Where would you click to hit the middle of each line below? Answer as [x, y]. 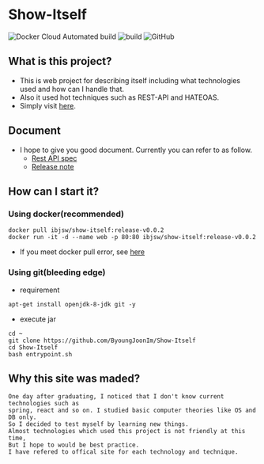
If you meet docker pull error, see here [82, 252]
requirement [40, 290]
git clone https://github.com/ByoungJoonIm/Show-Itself [102, 340]
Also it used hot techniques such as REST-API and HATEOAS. [119, 97]
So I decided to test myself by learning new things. [99, 424]
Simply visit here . [48, 105]
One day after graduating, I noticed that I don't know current [116, 397]
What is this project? [60, 61]
